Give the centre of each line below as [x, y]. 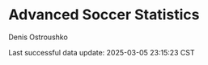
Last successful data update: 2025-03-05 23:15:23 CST [102, 52]
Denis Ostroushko [38, 37]
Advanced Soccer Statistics [104, 15]
